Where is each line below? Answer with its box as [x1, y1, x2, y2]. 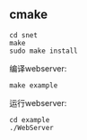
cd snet [9, 30, 39, 39]
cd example [9, 115, 50, 124]
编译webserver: [9, 62, 67, 74]
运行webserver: [9, 97, 67, 108]
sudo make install [9, 46, 78, 55]
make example [9, 80, 58, 90]
